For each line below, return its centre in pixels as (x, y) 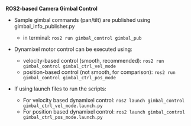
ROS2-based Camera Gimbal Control (52, 9)
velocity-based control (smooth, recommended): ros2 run (93, 61)
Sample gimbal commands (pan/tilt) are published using (82, 20)
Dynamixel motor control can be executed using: (73, 49)
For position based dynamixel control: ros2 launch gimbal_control (104, 112)
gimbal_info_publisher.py (44, 26)
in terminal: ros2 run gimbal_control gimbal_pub (82, 38)
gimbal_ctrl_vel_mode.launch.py (63, 106)
